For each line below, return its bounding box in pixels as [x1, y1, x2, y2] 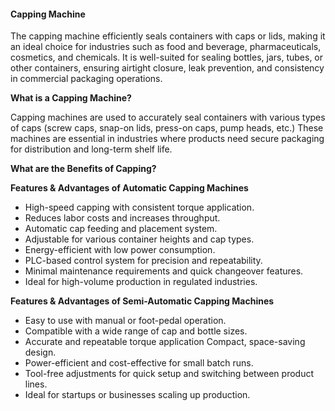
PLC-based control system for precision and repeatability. [24, 255, 263, 267]
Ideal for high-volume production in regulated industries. [24, 276, 258, 288]
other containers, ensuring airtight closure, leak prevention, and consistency [10, 62, 325, 74]
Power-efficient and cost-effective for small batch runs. [24, 357, 254, 369]
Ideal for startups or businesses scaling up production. [24, 389, 251, 401]
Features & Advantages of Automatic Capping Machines [10, 182, 249, 194]
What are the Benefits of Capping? [10, 163, 157, 175]
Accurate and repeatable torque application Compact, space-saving [24, 336, 306, 348]
